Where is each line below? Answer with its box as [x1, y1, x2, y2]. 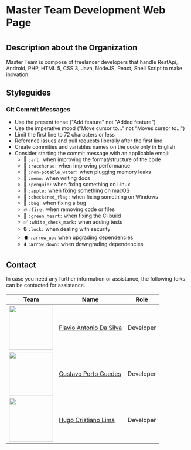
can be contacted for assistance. [6, 282, 86, 289]
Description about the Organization [6, 43, 138, 53]
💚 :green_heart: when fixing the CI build [23, 212, 121, 220]
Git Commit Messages [6, 105, 70, 114]
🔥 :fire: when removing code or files [23, 206, 115, 213]
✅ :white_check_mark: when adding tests [23, 219, 123, 226]
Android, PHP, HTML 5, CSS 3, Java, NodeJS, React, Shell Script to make [6, 64, 183, 71]
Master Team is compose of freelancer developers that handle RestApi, [6, 58, 178, 65]
